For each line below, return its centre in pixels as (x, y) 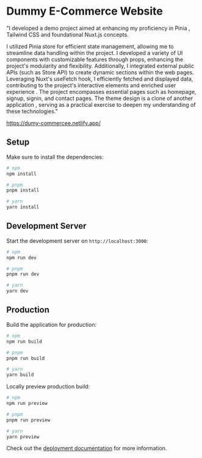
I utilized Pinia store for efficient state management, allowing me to (90, 46)
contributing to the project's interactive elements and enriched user (91, 85)
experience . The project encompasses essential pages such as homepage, (101, 91)
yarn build (20, 375)
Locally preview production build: (48, 387)
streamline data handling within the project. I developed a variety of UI (95, 52)
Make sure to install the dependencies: (55, 157)
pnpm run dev (23, 274)
